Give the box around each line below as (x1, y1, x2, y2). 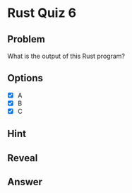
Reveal (7, 152, 38, 164)
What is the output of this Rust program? (7, 52, 126, 60)
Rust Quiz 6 (7, 5, 77, 21)
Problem (7, 33, 46, 45)
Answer (7, 176, 43, 188)
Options (7, 72, 44, 84)
